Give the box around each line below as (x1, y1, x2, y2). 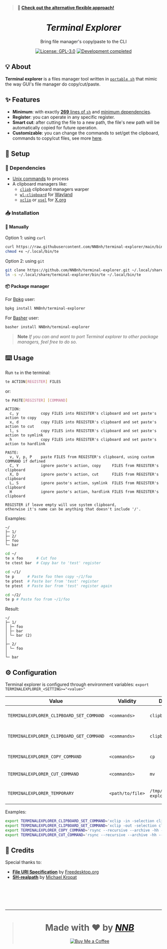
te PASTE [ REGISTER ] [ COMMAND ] (5, 398, 68, 403)
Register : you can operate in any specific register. (12, 114, 115, 120)
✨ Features (5, 95, 40, 104)
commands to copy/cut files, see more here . (12, 135, 103, 141)
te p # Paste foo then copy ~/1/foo (5, 574, 92, 579)
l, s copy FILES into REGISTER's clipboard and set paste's (9, 428, 157, 434)
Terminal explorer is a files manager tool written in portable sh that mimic (5, 76, 158, 82)
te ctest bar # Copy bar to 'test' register (5, 561, 101, 566)
